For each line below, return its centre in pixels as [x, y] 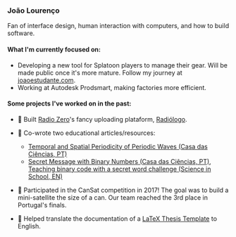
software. [21, 33]
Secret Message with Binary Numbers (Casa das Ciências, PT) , [119, 161]
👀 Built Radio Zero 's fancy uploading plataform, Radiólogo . [102, 119]
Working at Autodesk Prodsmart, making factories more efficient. [112, 87]
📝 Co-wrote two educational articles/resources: [86, 133]
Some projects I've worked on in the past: [69, 103]
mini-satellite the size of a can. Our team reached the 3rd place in [112, 197]
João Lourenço [33, 11]
